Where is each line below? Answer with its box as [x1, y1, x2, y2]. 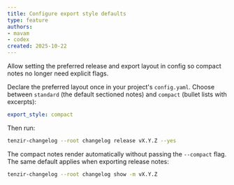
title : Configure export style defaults [7, 10, 127, 17]
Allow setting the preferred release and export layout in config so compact [7, 62, 221, 70]
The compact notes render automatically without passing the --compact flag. [7, 149, 227, 158]
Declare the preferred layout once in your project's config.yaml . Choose [7, 83, 215, 91]
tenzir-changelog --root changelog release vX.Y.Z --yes [7, 137, 177, 144]
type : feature [7, 17, 49, 24]
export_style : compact [7, 111, 73, 118]
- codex [7, 36, 30, 43]
